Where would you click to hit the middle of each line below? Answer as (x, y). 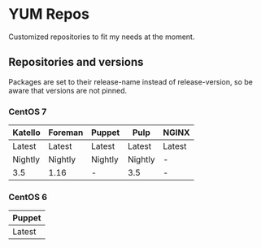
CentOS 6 (28, 197)
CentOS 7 (28, 111)
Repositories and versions (76, 62)
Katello (26, 133)
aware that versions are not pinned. (68, 90)
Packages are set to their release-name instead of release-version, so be (131, 81)
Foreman (66, 133)
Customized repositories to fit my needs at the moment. (102, 37)
